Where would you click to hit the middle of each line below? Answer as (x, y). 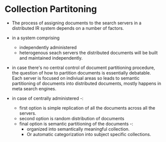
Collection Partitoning (51, 9)
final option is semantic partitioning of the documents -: (76, 124)
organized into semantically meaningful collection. (78, 129)
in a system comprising (36, 38)
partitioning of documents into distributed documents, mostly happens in (86, 83)
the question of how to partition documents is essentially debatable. (81, 72)
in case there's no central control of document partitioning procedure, (83, 68)
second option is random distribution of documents (72, 118)
